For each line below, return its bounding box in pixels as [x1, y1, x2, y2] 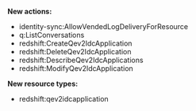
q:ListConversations [18, 31, 85, 39]
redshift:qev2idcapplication [18, 94, 109, 103]
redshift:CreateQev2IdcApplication [18, 39, 133, 48]
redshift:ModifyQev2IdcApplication [18, 64, 134, 73]
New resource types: [7, 79, 79, 88]
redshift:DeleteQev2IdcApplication [18, 47, 132, 56]
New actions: [7, 7, 52, 16]
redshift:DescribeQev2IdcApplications [18, 55, 144, 65]
